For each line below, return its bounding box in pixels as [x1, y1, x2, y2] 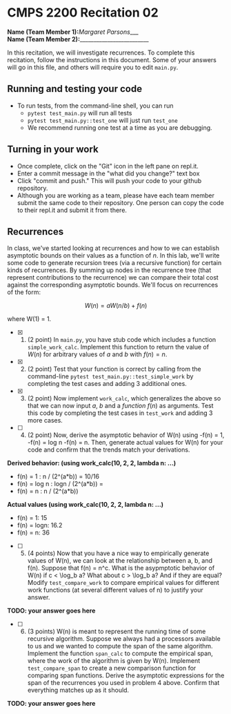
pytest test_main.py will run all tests [27, 108, 132, 117]
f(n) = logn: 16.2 [17, 521, 63, 530]
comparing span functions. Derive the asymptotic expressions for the [27, 671, 225, 679]
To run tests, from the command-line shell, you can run [17, 102, 174, 110]
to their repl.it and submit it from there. [17, 206, 128, 214]
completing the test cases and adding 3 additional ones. [27, 380, 188, 388]
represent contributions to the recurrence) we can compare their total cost [7, 273, 219, 282]
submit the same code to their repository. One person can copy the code [17, 198, 224, 206]
